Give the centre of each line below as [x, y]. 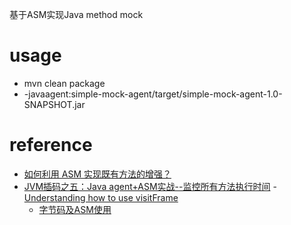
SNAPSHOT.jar [54, 104]
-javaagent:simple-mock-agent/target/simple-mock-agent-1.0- [153, 94]
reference [51, 145]
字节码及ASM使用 [75, 209]
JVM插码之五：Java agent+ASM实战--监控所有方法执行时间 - [150, 186]
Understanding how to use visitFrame [101, 197]
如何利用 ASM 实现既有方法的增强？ [97, 174]
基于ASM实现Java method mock [76, 14]
